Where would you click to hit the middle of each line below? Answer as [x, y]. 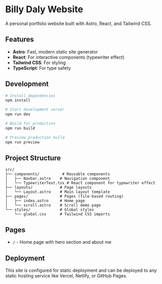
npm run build [20, 128]
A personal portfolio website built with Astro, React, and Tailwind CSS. [78, 23]
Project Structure [33, 158]
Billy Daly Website [44, 9]
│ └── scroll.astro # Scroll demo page [53, 205]
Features [20, 39]
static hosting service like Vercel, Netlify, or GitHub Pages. [66, 276]
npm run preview [22, 142]
